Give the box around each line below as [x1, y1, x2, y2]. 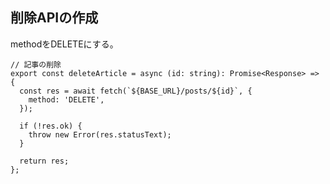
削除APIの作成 [10, 9, 99, 27]
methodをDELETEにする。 [10, 38, 119, 50]
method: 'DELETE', [28, 94, 105, 105]
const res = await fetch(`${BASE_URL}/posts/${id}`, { [19, 86, 253, 96]
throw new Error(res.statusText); [28, 129, 172, 140]
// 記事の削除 [10, 59, 62, 70]
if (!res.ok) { [19, 121, 83, 131]
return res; [19, 156, 70, 166]
